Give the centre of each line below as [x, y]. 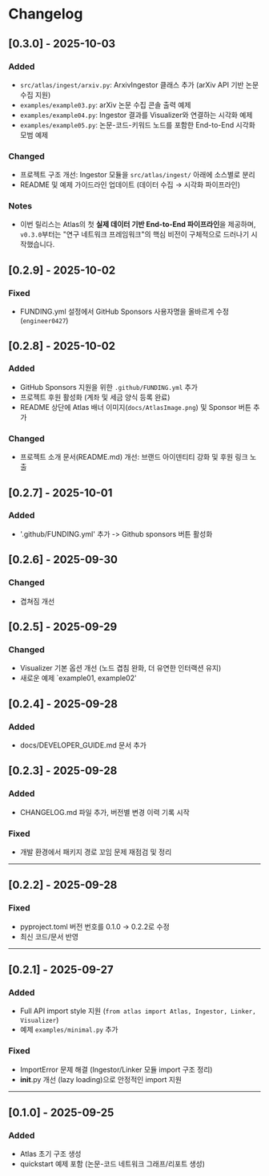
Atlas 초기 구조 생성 [50, 1154]
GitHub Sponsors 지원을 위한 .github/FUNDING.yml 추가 [109, 387]
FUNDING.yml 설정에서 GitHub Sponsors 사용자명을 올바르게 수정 [124, 312]
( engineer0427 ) [44, 321]
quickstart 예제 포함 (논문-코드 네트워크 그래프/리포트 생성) [112, 1164]
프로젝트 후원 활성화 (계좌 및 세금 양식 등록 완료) [95, 397]
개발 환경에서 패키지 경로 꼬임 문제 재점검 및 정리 [96, 852]
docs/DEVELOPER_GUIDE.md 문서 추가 [83, 745]
